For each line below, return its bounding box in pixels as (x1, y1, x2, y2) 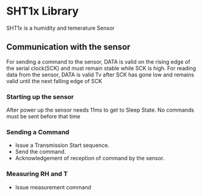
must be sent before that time (6, 113, 81, 120)
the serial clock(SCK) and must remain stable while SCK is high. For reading (6, 64, 197, 72)
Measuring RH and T (6, 170, 68, 178)
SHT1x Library (6, 4, 79, 18)
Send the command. (15, 148, 66, 155)
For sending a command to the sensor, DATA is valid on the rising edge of (6, 58, 190, 65)
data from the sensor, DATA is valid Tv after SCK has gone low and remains (6, 71, 195, 78)
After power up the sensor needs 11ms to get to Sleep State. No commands (6, 106, 195, 113)
